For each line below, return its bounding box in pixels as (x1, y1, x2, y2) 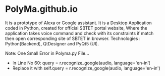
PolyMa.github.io (5, 3, 78, 15)
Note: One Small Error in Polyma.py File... (5, 50, 89, 56)
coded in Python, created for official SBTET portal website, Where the (5, 25, 148, 31)
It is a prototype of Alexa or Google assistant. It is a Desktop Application (5, 20, 152, 26)
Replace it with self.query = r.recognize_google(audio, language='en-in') (12, 65, 161, 71)
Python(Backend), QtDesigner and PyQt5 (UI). (5, 40, 99, 46)
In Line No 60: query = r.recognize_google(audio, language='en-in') (12, 60, 151, 66)
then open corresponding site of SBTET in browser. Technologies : (5, 36, 141, 41)
